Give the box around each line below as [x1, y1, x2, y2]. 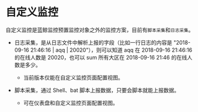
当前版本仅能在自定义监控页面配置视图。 [23, 74, 124, 81]
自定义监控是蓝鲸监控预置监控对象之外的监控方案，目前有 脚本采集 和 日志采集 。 [5, 26, 194, 33]
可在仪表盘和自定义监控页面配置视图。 [23, 99, 118, 106]
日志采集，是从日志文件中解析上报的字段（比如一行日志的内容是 [14, 39, 172, 46]
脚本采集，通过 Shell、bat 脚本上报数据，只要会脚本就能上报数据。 [14, 86, 180, 94]
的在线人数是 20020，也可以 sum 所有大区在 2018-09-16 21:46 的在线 [14, 54, 187, 61]
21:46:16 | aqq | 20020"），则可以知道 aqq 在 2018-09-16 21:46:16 [30, 46, 193, 54]
